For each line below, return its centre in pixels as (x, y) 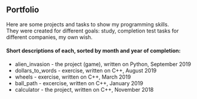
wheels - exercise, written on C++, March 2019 (73, 77)
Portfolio (23, 10)
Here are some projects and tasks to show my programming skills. (88, 24)
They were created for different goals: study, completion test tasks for (93, 31)
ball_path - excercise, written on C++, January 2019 (79, 83)
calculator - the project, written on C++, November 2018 (84, 90)
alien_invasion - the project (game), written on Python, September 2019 (103, 64)
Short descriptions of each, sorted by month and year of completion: (93, 51)
